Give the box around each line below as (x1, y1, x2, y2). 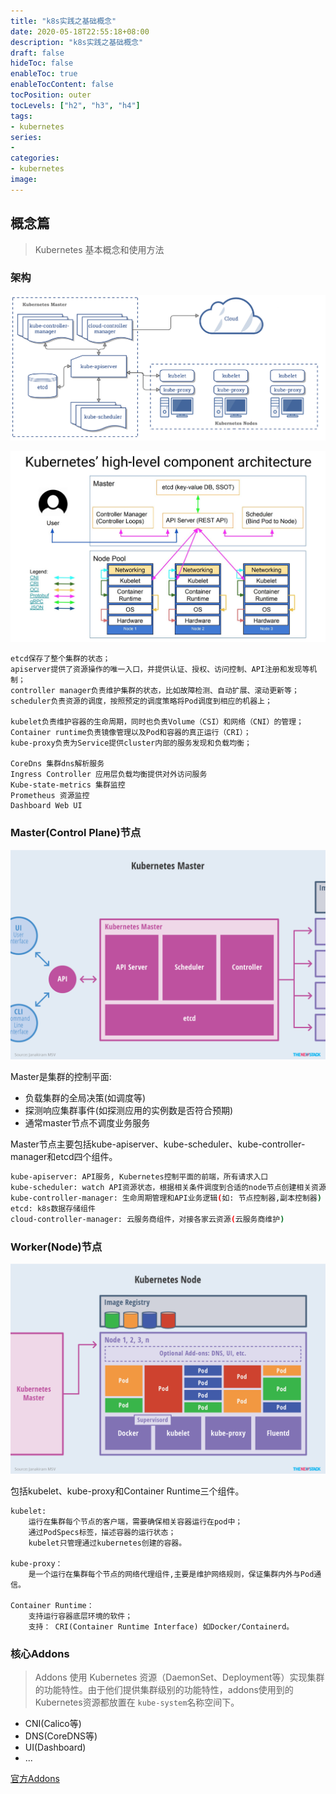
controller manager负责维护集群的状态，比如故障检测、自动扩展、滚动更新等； (10, 686, 300, 696)
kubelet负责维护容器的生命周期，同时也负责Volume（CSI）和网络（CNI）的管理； (10, 717, 304, 727)
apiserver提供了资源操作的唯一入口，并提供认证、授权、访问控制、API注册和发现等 (10, 665, 310, 675)
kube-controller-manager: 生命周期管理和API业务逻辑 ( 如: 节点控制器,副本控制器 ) (10, 1193, 322, 1204)
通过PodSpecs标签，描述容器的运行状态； (28, 1527, 177, 1537)
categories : (10, 153, 60, 164)
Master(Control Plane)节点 (10, 826, 142, 840)
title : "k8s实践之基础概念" (10, 16, 117, 26)
